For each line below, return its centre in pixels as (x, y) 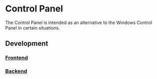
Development (27, 44)
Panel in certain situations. (33, 27)
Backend (16, 71)
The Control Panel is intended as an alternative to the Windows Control (79, 22)
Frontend (17, 58)
